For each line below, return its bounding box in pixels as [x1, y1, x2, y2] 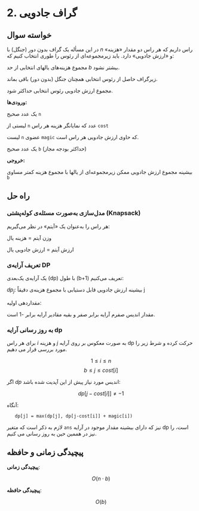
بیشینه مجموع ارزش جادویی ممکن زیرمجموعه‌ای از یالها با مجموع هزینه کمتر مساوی [7, 169, 193, 175]
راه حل [7, 191, 30, 201]
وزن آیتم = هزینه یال [7, 234, 52, 241]
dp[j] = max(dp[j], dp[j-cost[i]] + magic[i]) [14, 413, 133, 419]
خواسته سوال [7, 30, 52, 40]
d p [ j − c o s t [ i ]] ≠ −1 [78, 390, 124, 397]
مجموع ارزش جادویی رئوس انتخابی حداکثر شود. [7, 87, 113, 94]
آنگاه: [7, 402, 19, 409]
